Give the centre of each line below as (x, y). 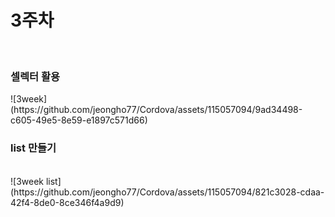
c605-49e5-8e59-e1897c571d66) (79, 120)
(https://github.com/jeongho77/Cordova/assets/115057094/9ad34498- (156, 110)
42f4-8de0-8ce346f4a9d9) (67, 202)
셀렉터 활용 (35, 76)
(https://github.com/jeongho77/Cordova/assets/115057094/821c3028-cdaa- (167, 192)
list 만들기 (33, 148)
